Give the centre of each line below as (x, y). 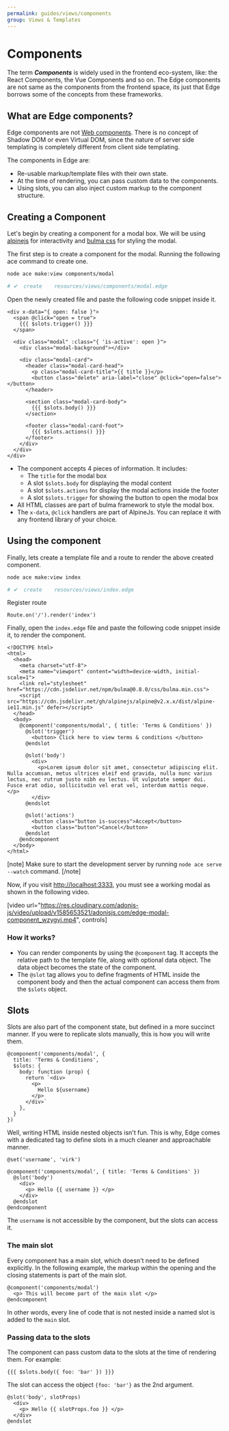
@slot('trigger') (50, 732)
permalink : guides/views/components (59, 13)
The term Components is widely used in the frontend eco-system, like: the (112, 73)
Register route (27, 603)
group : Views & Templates (44, 20)
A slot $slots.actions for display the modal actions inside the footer (123, 490)
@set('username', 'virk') (44, 1160)
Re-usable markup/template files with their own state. (93, 174)
